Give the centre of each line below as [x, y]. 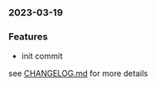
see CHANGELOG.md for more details [78, 74]
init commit [42, 57]
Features [28, 36]
